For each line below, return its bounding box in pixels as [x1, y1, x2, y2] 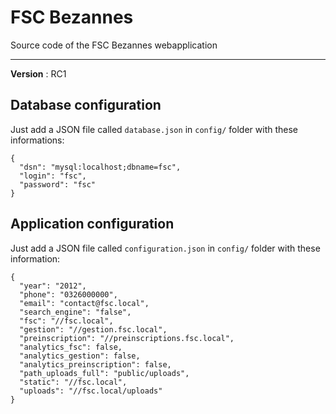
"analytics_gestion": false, [19, 351, 141, 361]
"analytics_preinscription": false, [19, 359, 172, 370]
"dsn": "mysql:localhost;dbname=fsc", [19, 162, 182, 172]
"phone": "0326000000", [19, 289, 118, 300]
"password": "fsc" [19, 179, 97, 190]
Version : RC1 [10, 67, 67, 80]
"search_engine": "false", [19, 307, 132, 317]
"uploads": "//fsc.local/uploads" [19, 386, 163, 396]
